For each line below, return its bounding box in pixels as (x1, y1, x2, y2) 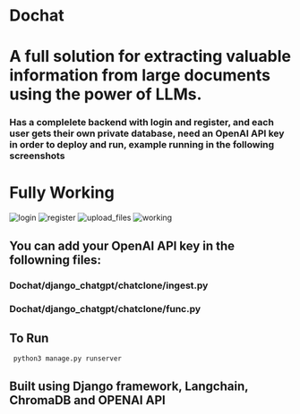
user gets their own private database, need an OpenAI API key (9, 127, 285, 139)
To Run (9, 330, 49, 345)
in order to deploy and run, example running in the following (9, 139, 275, 151)
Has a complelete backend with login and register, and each (9, 116, 275, 129)
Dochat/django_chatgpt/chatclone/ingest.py (9, 279, 209, 291)
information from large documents (9, 65, 271, 86)
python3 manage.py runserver (13, 354, 123, 363)
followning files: (9, 252, 101, 267)
